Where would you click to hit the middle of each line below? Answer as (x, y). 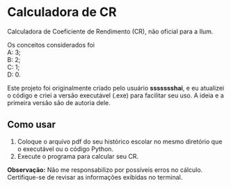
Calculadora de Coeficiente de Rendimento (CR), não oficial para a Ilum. (110, 31)
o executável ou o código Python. (65, 149)
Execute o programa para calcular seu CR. (78, 156)
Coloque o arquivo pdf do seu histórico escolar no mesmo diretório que (120, 141)
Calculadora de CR (62, 12)
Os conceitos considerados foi (51, 45)
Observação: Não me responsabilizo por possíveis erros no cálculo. (105, 170)
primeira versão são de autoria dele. (59, 102)
